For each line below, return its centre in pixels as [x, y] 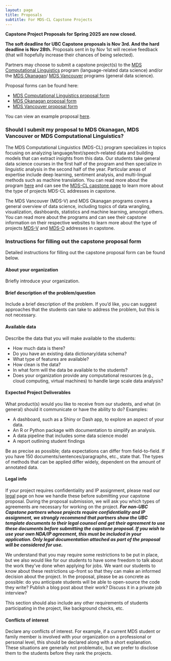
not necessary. [21, 315]
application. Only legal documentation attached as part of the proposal [83, 539]
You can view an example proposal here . [48, 116]
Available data [21, 326]
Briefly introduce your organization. [43, 281]
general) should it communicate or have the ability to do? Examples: [77, 409]
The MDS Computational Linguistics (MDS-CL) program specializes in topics [86, 147]
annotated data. [22, 467]
